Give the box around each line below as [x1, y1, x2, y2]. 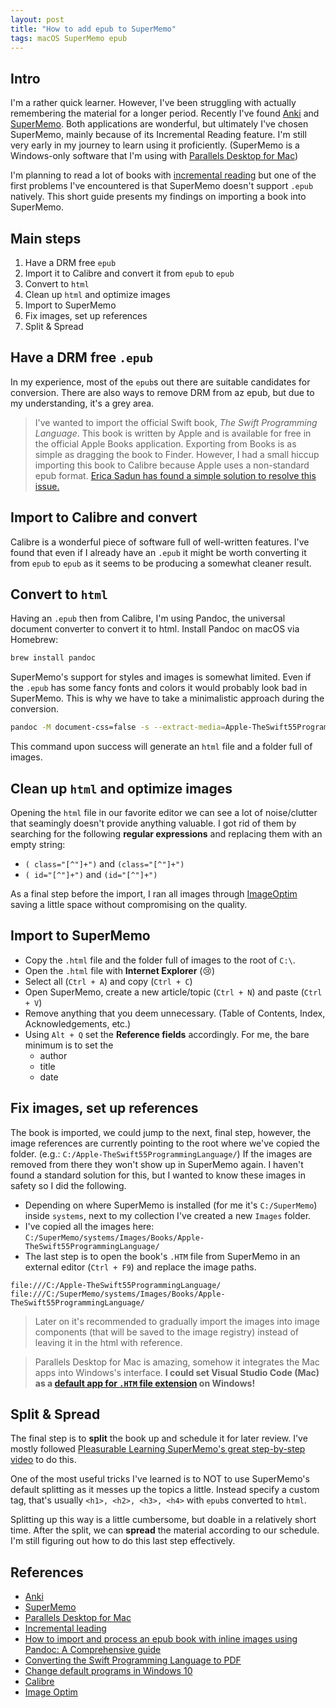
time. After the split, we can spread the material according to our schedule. [10, 1524, 320, 1536]
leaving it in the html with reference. [34, 1336, 183, 1348]
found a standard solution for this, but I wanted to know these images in [10, 1169, 306, 1181]
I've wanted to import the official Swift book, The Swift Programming [34, 416, 318, 428]
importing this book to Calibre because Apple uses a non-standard [34, 459, 310, 471]
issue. [34, 480, 60, 492]
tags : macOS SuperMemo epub [10, 33, 128, 43]
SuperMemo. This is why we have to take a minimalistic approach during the [10, 692, 325, 705]
